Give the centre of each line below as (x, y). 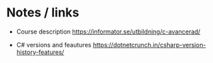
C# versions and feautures (54, 45)
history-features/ (40, 52)
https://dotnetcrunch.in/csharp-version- (149, 45)
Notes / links (43, 13)
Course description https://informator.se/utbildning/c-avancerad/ (108, 32)
